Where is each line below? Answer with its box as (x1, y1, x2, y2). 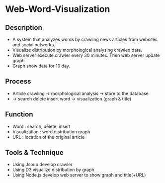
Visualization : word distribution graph (12, 128, 90, 135)
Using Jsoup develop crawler (12, 162, 73, 168)
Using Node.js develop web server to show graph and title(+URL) (12, 172, 146, 178)
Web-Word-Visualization (5, 3, 110, 15)
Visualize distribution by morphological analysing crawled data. (12, 47, 143, 53)
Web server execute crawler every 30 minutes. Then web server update (12, 52, 160, 58)
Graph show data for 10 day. (12, 63, 71, 69)
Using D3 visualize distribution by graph (12, 167, 94, 173)
